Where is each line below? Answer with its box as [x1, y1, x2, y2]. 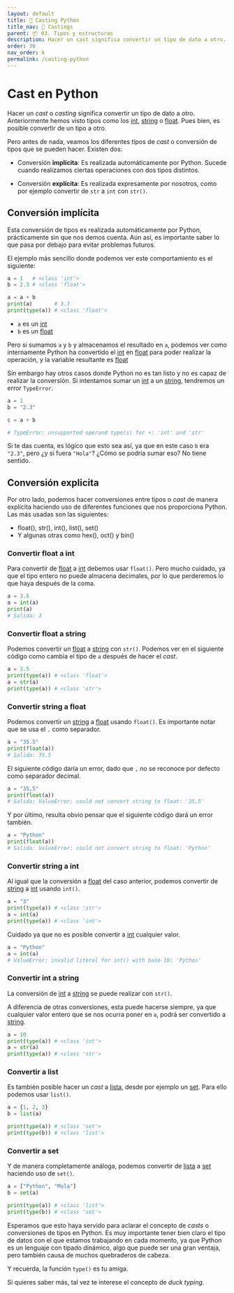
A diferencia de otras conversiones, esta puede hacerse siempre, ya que [7, 1002, 217, 1011]
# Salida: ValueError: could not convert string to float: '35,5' [7, 798, 205, 805]
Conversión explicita [7, 477, 99, 489]
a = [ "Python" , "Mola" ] [7, 1183, 77, 1190]
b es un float [17, 326, 54, 335]
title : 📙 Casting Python [7, 17, 80, 24]
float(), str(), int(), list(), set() [17, 523, 99, 532]
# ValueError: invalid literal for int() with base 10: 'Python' [7, 957, 201, 964]
